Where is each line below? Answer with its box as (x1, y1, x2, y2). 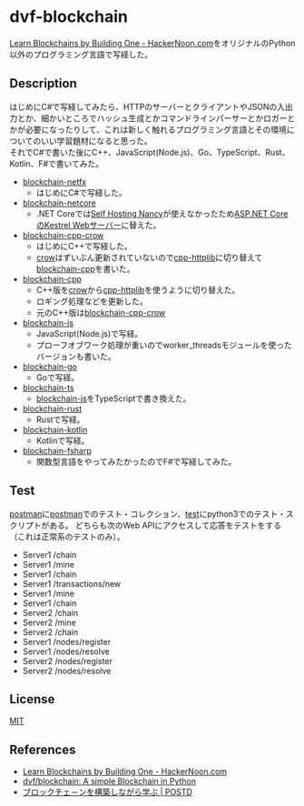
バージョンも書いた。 (35, 350, 116, 361)
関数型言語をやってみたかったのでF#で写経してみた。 (35, 456, 237, 467)
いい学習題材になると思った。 (40, 135, 152, 146)
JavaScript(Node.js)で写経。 (35, 327, 143, 338)
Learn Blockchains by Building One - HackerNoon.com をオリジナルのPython (9, 37, 296, 48)
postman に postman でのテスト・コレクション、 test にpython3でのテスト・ (9, 508, 286, 519)
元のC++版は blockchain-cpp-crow (35, 307, 166, 317)
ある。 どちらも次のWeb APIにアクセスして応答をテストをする (48, 519, 281, 530)
